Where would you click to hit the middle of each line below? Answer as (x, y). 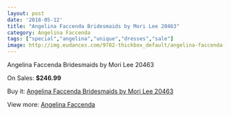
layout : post (26, 13)
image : (16, 45)
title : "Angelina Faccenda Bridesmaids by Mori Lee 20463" (93, 26)
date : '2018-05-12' (35, 20)
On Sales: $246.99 (34, 78)
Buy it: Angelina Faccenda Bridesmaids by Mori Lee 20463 (90, 91)
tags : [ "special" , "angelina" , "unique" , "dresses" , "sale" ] (90, 39)
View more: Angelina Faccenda (51, 104)
